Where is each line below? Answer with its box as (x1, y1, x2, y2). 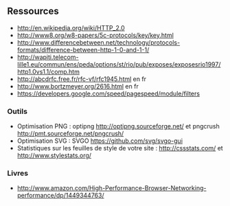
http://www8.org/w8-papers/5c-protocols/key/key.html (16, 31, 174, 39)
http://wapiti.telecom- (16, 53, 79, 61)
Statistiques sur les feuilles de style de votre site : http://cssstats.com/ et (16, 144, 223, 152)
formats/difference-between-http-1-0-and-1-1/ (16, 45, 150, 54)
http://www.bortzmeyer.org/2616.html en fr (16, 82, 139, 90)
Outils (7, 106, 27, 116)
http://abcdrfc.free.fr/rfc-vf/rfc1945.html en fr (16, 75, 146, 83)
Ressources (7, 5, 60, 17)
